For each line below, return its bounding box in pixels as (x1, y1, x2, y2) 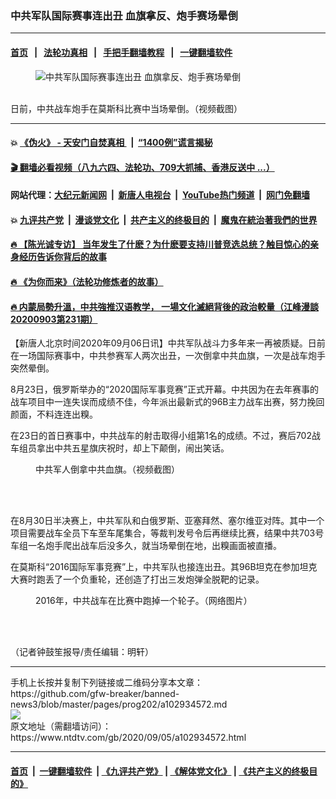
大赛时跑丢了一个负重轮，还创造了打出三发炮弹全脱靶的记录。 (10, 573, 265, 586)
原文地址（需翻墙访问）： (10, 720, 112, 732)
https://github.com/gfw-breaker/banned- (10, 688, 180, 700)
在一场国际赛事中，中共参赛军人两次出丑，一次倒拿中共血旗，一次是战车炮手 (10, 350, 326, 362)
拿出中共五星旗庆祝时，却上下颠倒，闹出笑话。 (36, 442, 230, 454)
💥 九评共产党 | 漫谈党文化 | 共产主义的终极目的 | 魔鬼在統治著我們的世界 (10, 213, 318, 226)
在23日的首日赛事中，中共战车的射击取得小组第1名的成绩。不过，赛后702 (10, 430, 312, 442)
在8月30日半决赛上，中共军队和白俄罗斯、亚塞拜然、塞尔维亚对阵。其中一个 (10, 515, 325, 527)
